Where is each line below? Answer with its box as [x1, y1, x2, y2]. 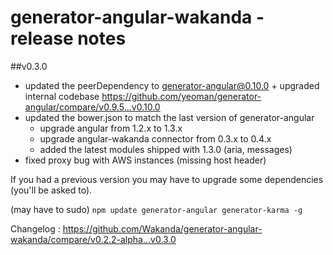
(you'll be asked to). [10, 184, 93, 196]
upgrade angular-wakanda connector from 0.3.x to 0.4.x [39, 132, 272, 145]
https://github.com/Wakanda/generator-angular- [62, 222, 263, 235]
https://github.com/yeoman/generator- [101, 90, 262, 102]
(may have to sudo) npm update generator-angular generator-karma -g [10, 203, 303, 215]
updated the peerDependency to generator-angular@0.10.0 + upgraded [24, 79, 320, 91]
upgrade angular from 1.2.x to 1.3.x [39, 122, 183, 134]
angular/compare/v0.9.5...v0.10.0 [24, 101, 161, 113]
